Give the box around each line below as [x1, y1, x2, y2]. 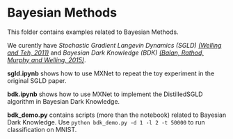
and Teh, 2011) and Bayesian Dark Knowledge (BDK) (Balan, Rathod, [7, 48, 204, 57]
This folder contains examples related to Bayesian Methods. [7, 28, 179, 36]
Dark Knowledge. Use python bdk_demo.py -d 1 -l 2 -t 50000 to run [7, 118, 205, 126]
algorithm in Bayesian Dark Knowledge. [7, 97, 120, 105]
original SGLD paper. [7, 76, 67, 84]
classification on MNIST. [7, 125, 77, 133]
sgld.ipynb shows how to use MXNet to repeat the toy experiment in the [7, 69, 215, 77]
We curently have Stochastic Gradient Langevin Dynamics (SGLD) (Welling [7, 41, 222, 49]
